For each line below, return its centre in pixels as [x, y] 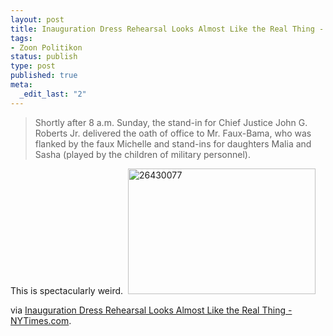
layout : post [37, 19]
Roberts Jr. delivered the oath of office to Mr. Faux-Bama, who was [173, 133]
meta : [21, 85]
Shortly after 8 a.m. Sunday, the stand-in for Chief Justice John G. [171, 122]
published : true [44, 76]
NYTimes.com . [41, 320]
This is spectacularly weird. [67, 290]
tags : [21, 38]
